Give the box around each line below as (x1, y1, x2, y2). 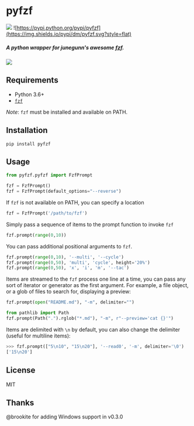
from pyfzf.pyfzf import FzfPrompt (6, 172, 93, 178)
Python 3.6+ (14, 91, 45, 98)
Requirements (6, 75, 58, 86)
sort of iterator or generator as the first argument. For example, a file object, (6, 282, 189, 289)
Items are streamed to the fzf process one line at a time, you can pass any (6, 275, 186, 282)
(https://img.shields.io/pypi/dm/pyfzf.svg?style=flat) (6, 30, 131, 38)
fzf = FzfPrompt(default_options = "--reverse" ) (6, 189, 122, 195)
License (6, 365, 36, 376)
